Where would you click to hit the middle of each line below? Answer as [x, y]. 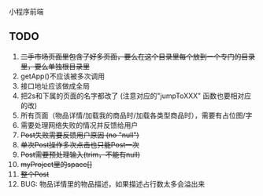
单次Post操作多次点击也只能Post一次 [80, 144]
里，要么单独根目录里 [55, 66]
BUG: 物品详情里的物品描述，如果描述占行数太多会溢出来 [113, 183]
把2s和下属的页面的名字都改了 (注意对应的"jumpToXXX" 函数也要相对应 [135, 96]
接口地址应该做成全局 [55, 85]
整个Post [35, 174]
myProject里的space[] [56, 164]
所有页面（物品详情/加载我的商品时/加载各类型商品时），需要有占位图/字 [136, 115]
